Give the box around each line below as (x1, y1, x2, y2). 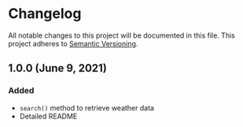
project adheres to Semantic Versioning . (8, 38, 138, 48)
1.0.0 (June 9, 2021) (8, 62, 108, 75)
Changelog (8, 5, 82, 23)
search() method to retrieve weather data (19, 103, 155, 112)
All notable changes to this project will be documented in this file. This (8, 31, 236, 40)
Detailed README (19, 111, 78, 121)
